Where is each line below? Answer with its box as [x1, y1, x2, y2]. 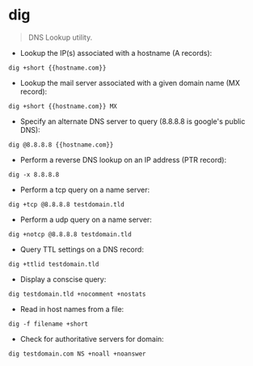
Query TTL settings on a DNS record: [19, 245, 144, 254]
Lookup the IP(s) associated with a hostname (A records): [19, 48, 213, 57]
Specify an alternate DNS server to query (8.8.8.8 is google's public [19, 116, 246, 126]
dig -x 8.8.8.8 [8, 170, 60, 179]
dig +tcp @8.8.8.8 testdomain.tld [8, 200, 125, 208]
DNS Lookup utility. [27, 32, 93, 42]
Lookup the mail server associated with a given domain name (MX [19, 78, 241, 87]
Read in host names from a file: [19, 304, 124, 313]
